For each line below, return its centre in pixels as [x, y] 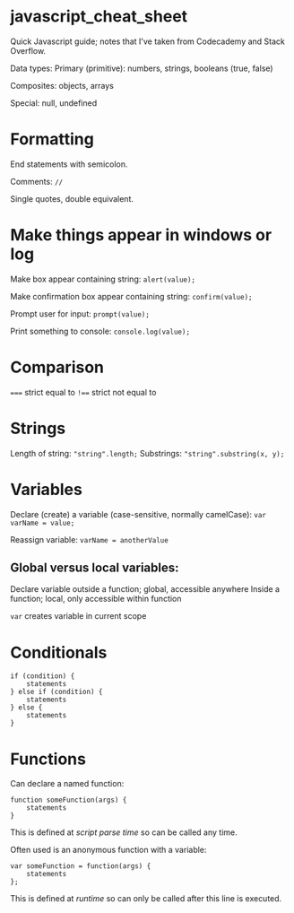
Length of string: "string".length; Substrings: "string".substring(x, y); [147, 453]
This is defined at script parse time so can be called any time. [124, 832]
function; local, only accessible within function [96, 599]
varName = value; [43, 523]
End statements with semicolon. [69, 164]
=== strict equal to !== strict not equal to [83, 392]
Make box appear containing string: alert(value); [103, 279]
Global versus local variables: [95, 568]
